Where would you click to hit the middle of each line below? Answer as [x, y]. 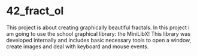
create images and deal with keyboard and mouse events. [78, 46]
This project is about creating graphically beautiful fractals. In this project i [98, 27]
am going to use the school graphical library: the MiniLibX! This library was [98, 33]
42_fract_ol [35, 11]
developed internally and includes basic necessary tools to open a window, [99, 40]
